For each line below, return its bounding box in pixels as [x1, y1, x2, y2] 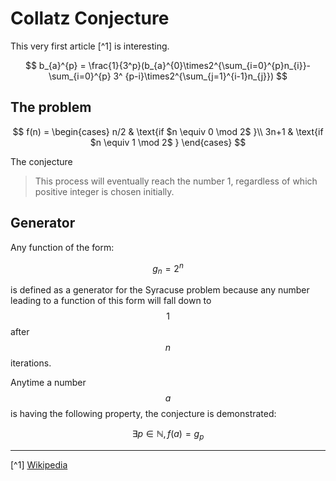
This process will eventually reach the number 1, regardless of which [34, 175, 318, 187]
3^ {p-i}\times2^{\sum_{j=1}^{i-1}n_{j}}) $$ [113, 70, 288, 82]
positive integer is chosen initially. [34, 185, 175, 197]
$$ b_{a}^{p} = [24, 59, 87, 71]
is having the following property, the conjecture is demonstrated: [10, 408, 277, 420]
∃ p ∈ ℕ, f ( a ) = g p [131, 428, 205, 442]
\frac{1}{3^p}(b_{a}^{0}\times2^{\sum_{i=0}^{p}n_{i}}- [88, 59, 312, 71]
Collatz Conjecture [10, 7, 170, 30]
